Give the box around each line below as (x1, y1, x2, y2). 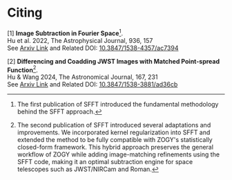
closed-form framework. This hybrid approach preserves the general (17, 143, 214, 152)
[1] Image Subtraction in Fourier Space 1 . (7, 28, 123, 37)
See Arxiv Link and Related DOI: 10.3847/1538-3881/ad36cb (7, 80, 178, 89)
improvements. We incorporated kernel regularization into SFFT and (17, 128, 211, 136)
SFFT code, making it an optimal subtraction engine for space (17, 158, 193, 166)
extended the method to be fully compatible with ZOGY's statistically (17, 136, 213, 144)
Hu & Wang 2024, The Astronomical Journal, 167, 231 (7, 73, 158, 81)
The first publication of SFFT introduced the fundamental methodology (17, 100, 219, 109)
